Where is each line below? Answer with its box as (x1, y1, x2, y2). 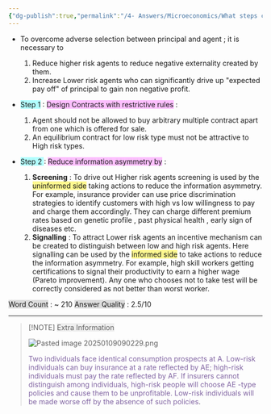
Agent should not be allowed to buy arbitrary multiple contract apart (31, 115, 258, 125)
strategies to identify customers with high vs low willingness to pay (31, 198, 256, 207)
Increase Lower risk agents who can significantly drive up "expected (31, 75, 261, 85)
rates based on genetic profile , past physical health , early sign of (31, 215, 252, 224)
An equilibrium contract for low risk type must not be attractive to (31, 132, 249, 142)
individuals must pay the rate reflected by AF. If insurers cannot (27, 370, 240, 380)
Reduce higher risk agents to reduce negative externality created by (31, 58, 259, 68)
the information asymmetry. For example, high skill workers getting (31, 257, 254, 267)
